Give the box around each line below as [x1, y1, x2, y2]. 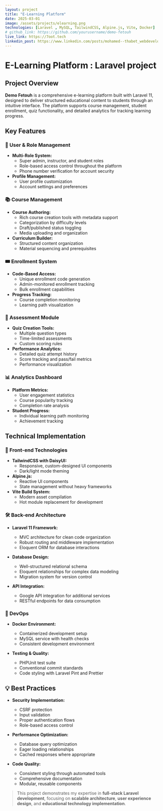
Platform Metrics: [12, 387, 49, 393]
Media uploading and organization [19, 230, 88, 236]
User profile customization [19, 178, 73, 184]
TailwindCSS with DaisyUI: [12, 458, 67, 464]
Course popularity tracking [19, 397, 73, 403]
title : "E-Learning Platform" [5, 12, 66, 17]
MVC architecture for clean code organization [19, 534, 111, 540]
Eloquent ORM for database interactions [19, 544, 99, 550]
